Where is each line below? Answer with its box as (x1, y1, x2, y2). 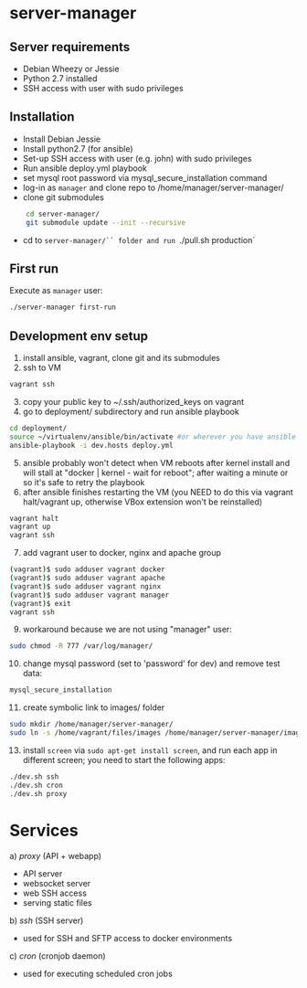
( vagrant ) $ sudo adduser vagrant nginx (9, 581, 162, 591)
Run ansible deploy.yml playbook (22, 163, 148, 174)
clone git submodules (22, 191, 105, 203)
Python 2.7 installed (22, 73, 98, 84)
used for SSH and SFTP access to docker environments (22, 932, 233, 943)
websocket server (22, 877, 91, 888)
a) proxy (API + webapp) (9, 850, 102, 861)
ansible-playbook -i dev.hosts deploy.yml (9, 441, 174, 450)
